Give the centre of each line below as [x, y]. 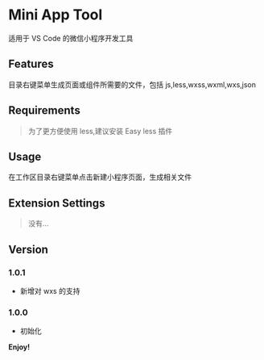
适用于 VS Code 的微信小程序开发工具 [71, 38]
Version [28, 249]
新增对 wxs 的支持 [50, 291]
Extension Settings [57, 203]
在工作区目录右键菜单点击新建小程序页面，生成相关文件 [100, 177]
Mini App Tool [56, 15]
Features [31, 64]
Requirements [44, 111]
